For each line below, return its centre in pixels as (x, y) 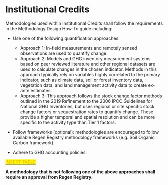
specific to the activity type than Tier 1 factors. (68, 122)
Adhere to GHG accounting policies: (49, 152)
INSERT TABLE (21, 162)
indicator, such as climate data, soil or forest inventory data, (82, 80)
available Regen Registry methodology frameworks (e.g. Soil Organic (84, 137)
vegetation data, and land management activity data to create (83, 85)
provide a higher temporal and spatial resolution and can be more (88, 117)
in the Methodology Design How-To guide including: (59, 28)
